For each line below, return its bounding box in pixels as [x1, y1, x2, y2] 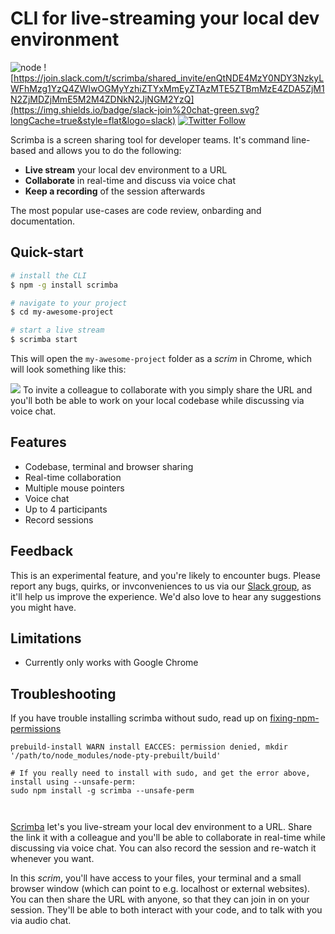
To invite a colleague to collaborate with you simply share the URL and [22, 384, 313, 396]
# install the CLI [10, 270, 87, 281]
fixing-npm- [269, 712, 320, 724]
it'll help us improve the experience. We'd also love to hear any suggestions [10, 590, 322, 602]
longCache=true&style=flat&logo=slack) [10, 114, 177, 126]
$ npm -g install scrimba [10, 280, 118, 290]
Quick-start [10, 244, 84, 261]
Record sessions [24, 513, 94, 526]
